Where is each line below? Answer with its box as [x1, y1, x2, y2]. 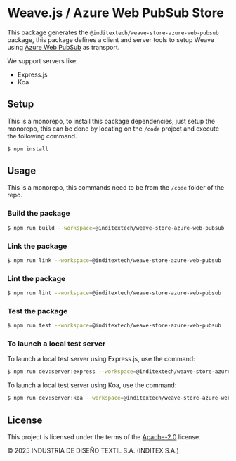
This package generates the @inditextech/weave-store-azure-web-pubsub [7, 28, 219, 37]
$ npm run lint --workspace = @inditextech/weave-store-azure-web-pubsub [7, 290, 221, 297]
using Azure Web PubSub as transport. [7, 43, 120, 51]
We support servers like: [7, 56, 79, 65]
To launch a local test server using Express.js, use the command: [7, 355, 195, 363]
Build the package [7, 209, 70, 219]
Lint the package [7, 273, 66, 283]
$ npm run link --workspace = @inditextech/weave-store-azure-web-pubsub [7, 257, 221, 264]
